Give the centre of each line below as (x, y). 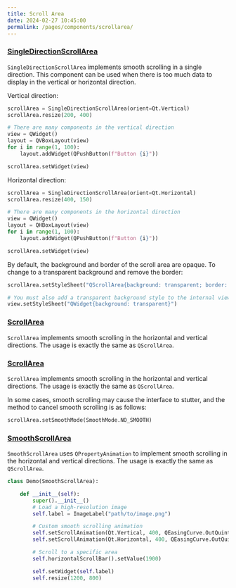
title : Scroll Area (36, 14)
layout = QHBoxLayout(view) (48, 225)
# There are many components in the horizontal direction (94, 212)
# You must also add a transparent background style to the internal (111, 298)
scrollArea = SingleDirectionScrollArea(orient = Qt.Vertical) (99, 108)
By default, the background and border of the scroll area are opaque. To (111, 264)
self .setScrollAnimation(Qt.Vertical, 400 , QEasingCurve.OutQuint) (133, 533)
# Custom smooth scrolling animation (87, 526)
